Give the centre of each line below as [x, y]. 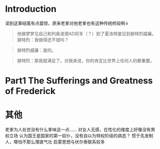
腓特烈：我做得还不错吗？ [43, 40]
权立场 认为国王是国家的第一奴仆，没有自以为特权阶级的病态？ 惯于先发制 [79, 136]
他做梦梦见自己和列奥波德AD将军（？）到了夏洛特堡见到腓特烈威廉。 [87, 33]
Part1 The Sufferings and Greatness [79, 81]
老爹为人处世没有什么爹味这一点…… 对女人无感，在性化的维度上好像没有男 [80, 130]
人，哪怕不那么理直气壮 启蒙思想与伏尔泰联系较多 [55, 142]
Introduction [31, 9]
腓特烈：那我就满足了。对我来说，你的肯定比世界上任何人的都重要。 [86, 60]
